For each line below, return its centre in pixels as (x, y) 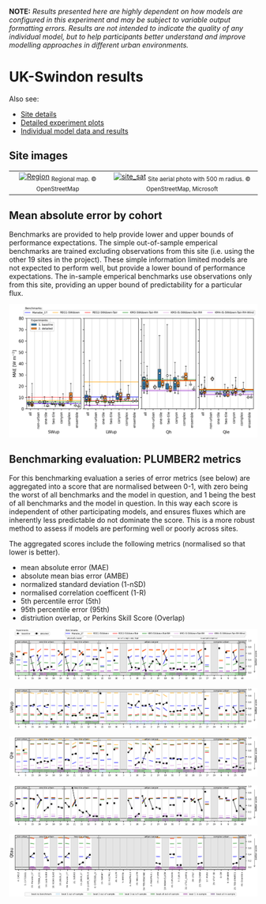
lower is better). (35, 552)
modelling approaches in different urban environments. (99, 45)
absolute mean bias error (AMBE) (75, 576)
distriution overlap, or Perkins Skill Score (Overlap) (103, 618)
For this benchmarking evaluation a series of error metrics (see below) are (130, 478)
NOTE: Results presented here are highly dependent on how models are (126, 11)
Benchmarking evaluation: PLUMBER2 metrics (125, 459)
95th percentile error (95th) (65, 610)
